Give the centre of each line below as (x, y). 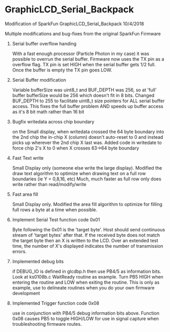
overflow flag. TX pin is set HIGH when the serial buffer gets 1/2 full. (84, 64)
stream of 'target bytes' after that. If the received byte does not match (86, 235)
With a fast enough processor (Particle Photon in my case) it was (81, 53)
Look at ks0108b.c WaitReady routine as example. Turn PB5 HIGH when (88, 276)
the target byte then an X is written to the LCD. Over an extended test (85, 241)
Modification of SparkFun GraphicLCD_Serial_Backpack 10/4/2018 (75, 24)
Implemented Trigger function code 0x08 (56, 303)
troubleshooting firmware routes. (47, 324)
